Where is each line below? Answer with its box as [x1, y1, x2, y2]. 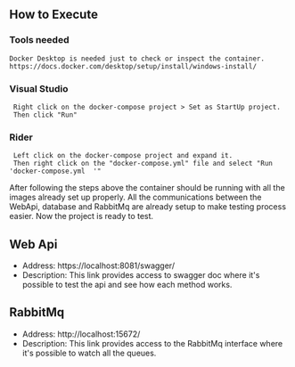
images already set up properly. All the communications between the [9, 192, 262, 203]
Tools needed [9, 34, 70, 46]
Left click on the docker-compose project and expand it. [12, 151, 234, 160]
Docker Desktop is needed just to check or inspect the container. [9, 53, 266, 63]
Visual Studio [9, 82, 69, 94]
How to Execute [9, 7, 98, 22]
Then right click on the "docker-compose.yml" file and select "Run [12, 159, 274, 168]
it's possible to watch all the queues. [21, 347, 157, 358]
